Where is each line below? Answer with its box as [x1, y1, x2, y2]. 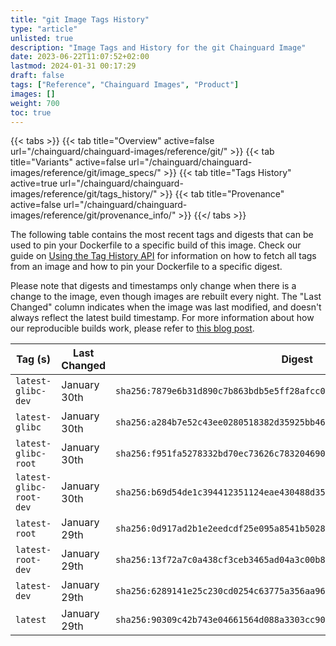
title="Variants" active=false [10, 156, 127, 168]
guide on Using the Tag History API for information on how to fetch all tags [10, 250, 317, 262]
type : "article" [10, 24, 78, 34]
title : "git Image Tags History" [10, 14, 150, 25]
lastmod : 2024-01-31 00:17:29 [10, 61, 137, 71]
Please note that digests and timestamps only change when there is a [10, 280, 297, 292]
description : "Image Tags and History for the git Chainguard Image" [10, 42, 307, 53]
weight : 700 [10, 98, 60, 108]
